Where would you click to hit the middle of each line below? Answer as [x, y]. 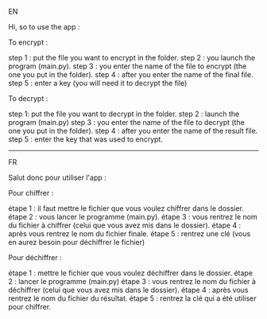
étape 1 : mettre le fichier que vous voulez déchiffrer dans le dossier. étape [130, 273]
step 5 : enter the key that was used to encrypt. [85, 139]
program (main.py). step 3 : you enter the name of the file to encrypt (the [128, 66]
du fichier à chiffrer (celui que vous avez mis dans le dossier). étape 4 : [125, 225]
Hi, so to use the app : [44, 27]
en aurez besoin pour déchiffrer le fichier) [77, 242]
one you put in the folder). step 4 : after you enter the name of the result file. [133, 131]
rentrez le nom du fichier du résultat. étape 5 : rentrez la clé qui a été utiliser [132, 298]
